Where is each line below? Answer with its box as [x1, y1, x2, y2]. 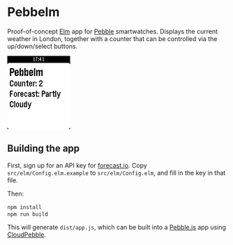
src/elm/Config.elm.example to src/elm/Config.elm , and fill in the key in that [7, 168, 226, 177]
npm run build [7, 210, 49, 218]
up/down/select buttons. [7, 42, 78, 50]
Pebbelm [7, 4, 60, 20]
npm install [7, 203, 42, 211]
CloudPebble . [7, 230, 47, 239]
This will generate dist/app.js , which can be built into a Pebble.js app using [7, 223, 227, 231]
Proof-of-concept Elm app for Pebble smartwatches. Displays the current [7, 27, 218, 35]
